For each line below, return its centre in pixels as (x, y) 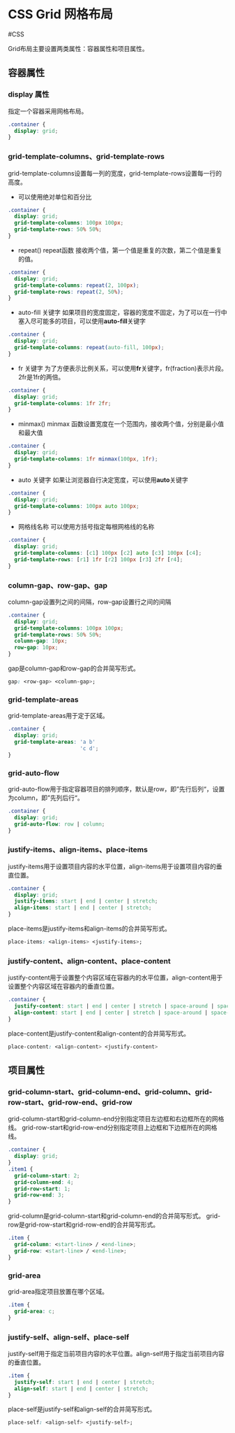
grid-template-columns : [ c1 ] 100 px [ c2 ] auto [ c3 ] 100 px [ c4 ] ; (108, 553)
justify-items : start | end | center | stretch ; (86, 901)
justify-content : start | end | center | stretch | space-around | (114, 1006)
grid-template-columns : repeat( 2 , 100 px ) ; (77, 285)
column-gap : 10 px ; (41, 641)
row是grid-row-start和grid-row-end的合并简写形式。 (84, 1224)
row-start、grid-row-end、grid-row (70, 1102)
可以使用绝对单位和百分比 (55, 197)
